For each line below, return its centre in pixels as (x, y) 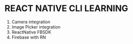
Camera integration (31, 22)
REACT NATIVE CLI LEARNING (66, 8)
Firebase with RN (29, 37)
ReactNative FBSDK (31, 32)
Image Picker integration (36, 27)
